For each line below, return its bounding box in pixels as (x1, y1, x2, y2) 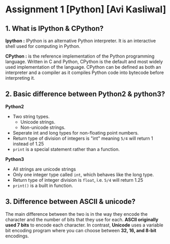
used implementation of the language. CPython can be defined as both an (5, 64, 161, 70)
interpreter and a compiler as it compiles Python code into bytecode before (5, 69, 164, 76)
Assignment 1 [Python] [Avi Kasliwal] (5, 4, 166, 15)
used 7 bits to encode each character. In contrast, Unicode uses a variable (5, 222, 164, 228)
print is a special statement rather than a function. (12, 146, 120, 152)
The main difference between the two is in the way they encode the (5, 211, 148, 217)
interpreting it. (5, 75, 35, 81)
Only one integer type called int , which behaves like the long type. (12, 171, 154, 178)
